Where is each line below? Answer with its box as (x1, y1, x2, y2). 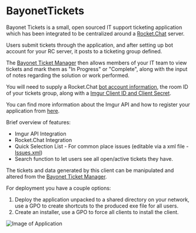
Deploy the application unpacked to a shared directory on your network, (14, 196, 190, 203)
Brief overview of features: (6, 118, 71, 125)
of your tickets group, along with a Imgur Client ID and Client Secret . (6, 89, 172, 96)
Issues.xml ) (14, 149, 43, 156)
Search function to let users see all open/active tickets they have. (14, 155, 174, 162)
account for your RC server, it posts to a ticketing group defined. (6, 47, 162, 54)
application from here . (6, 107, 60, 114)
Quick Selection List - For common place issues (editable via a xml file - (14, 143, 189, 150)
